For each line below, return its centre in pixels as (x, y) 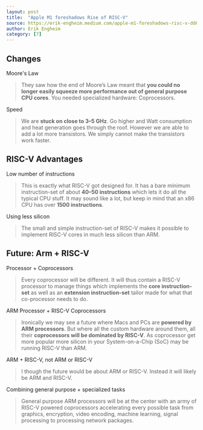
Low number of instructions (40, 174)
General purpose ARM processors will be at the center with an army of (109, 401)
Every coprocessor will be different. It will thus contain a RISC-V (101, 280)
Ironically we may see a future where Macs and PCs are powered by (106, 322)
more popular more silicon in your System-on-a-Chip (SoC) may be (105, 341)
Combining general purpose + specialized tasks (66, 389)
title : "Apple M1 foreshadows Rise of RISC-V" (67, 17)
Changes (24, 59)
